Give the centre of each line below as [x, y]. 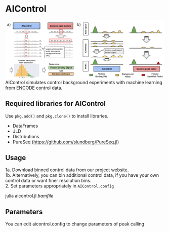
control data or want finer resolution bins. [48, 181]
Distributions [26, 136]
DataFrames [25, 126]
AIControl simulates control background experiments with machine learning [84, 82]
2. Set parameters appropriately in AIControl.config [60, 186]
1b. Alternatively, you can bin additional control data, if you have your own [82, 175]
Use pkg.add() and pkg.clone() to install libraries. [57, 116]
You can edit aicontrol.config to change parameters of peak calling [75, 224]
